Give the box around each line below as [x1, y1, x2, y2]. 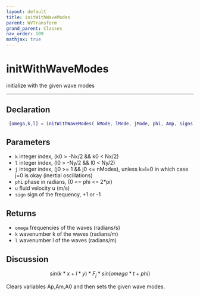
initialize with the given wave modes [6, 82, 95, 89]
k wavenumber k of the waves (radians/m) [14, 230, 118, 238]
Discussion [6, 254, 49, 264]
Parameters [6, 137, 51, 147]
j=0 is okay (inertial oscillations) [14, 172, 93, 179]
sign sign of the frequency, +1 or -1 [14, 191, 101, 198]
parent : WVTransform [6, 20, 58, 26]
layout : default [6, 8, 46, 15]
